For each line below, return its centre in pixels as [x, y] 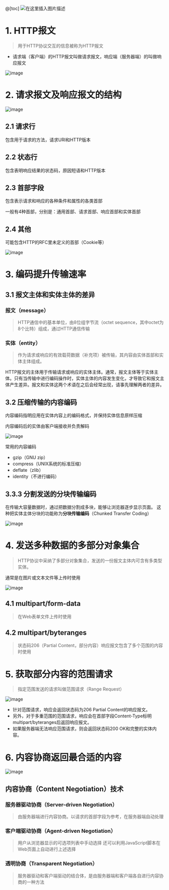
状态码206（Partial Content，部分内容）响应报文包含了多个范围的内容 [90, 645]
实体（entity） [23, 343]
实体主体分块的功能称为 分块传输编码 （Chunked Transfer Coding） [83, 513]
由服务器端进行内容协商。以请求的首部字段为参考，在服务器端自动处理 [91, 817]
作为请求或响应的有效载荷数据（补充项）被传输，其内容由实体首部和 [88, 355]
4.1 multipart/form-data [43, 604]
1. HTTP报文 [31, 31]
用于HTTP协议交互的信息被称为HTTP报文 [60, 46]
